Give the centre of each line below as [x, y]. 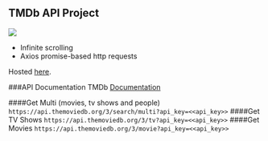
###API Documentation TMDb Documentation [85, 87]
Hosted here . [30, 71]
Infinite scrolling [47, 47]
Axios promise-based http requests [78, 56]
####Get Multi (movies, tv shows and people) [85, 103]
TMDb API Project [54, 13]
